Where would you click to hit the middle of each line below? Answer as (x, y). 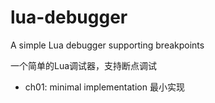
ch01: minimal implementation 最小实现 (104, 87)
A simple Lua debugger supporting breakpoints (107, 45)
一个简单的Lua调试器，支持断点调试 (84, 65)
